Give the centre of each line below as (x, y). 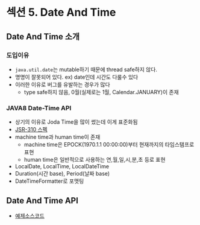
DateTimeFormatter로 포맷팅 (49, 181)
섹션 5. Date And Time (61, 12)
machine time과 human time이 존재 (58, 137)
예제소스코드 (30, 215)
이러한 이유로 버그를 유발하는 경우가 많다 (62, 84)
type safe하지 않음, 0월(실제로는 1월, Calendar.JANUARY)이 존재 (101, 92)
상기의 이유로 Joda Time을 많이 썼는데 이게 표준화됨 (76, 122)
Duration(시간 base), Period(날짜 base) (62, 174)
